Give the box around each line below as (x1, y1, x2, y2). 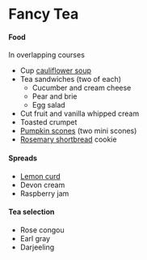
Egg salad (31, 100, 66, 110)
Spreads (8, 153, 38, 163)
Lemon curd (19, 171, 61, 181)
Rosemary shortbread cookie (19, 134, 117, 144)
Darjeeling (19, 242, 55, 252)
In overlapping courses (8, 50, 85, 60)
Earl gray (19, 233, 51, 243)
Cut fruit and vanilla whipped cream (19, 109, 140, 118)
